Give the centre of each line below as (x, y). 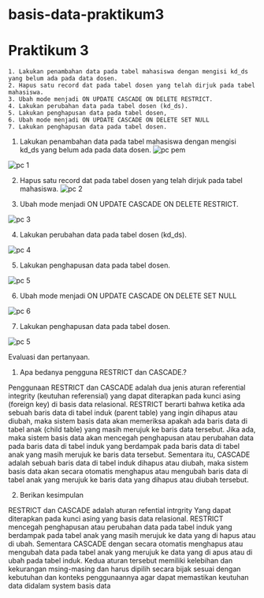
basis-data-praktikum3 (86, 15)
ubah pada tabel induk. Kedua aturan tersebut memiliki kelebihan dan (121, 561)
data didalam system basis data (59, 586)
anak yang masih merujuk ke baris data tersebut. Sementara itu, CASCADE (129, 454)
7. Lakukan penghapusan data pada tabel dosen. (88, 127)
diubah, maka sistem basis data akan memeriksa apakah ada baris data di (128, 421)
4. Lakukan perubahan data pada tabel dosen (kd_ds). (99, 107)
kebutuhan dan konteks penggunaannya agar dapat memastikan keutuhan (129, 577)
